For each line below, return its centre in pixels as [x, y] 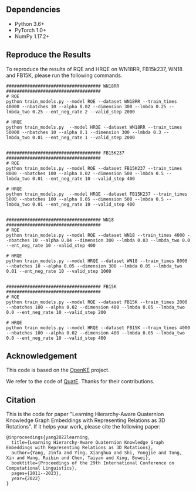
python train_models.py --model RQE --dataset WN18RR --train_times [92, 101]
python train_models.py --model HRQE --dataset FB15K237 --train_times [97, 194]
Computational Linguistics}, [42, 468]
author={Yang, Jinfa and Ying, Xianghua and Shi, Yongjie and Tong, [97, 453]
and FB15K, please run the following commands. [64, 75]
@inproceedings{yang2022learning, [48, 437]
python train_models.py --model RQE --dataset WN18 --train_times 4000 [95, 235]
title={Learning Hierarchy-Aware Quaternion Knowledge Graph [88, 443]
